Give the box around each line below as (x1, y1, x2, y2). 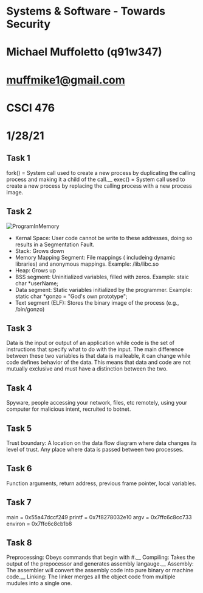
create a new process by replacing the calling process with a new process (6, 182, 193, 190)
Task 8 (6, 538, 32, 548)
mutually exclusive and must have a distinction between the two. (6, 365, 168, 372)
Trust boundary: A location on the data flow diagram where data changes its (6, 439, 197, 446)
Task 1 (6, 153, 30, 163)
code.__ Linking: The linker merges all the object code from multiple (6, 573, 176, 580)
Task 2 (6, 206, 32, 217)
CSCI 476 (6, 101, 55, 115)
